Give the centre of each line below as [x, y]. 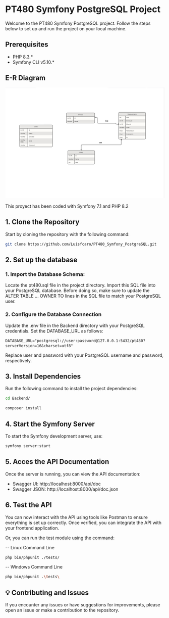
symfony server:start [28, 446]
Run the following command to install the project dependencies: [71, 389]
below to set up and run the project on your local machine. [66, 28]
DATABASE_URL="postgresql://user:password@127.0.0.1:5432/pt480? [75, 341]
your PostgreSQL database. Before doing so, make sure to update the [77, 291]
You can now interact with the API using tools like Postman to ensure [76, 517]
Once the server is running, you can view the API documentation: [73, 474]
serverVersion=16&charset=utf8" [39, 346]
